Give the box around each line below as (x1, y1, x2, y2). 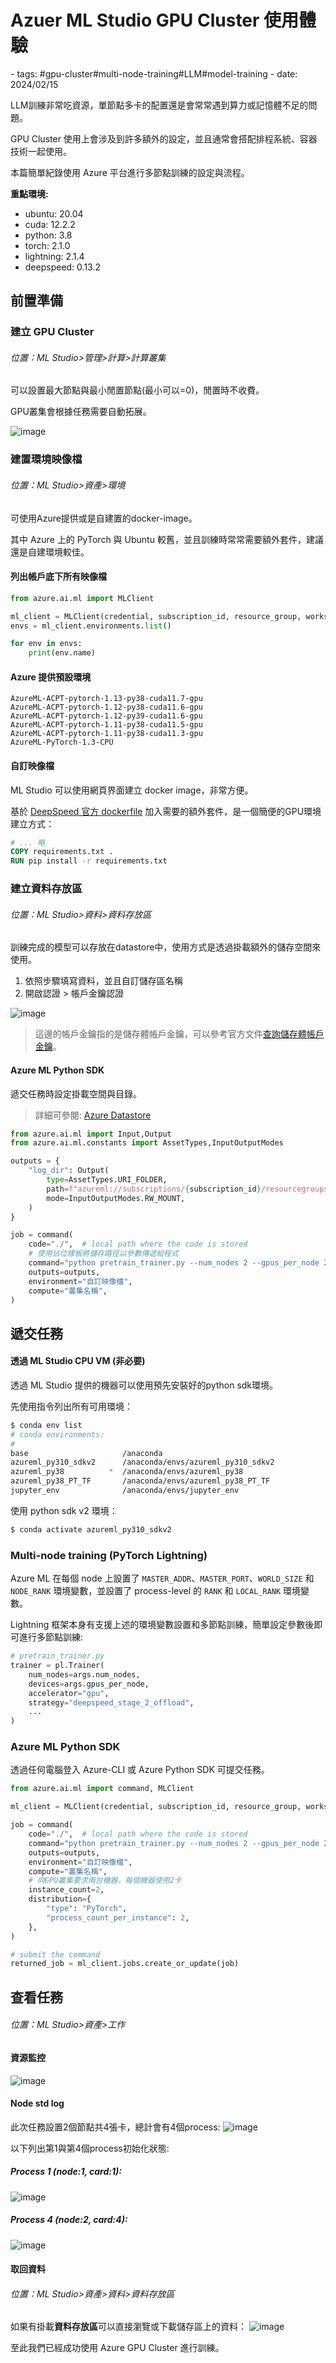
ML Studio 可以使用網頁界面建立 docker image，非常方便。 (10, 784, 254, 796)
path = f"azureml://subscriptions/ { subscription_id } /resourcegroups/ (46, 1184, 333, 1194)
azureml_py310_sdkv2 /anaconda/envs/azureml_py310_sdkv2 (10, 1457, 275, 1468)
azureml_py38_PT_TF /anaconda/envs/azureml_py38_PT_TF (10, 1476, 271, 1486)
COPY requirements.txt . (10, 847, 114, 857)
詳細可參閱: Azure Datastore (34, 1109, 152, 1121)
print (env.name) (28, 648, 97, 658)
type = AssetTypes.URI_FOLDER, (46, 1175, 168, 1185)
